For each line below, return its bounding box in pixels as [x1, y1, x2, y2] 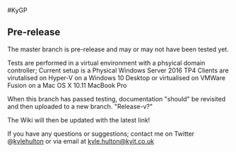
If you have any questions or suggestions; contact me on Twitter [7, 129, 195, 138]
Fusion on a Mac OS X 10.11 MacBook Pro [7, 81, 127, 89]
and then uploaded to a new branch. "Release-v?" [7, 102, 153, 110]
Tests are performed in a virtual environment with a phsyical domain [7, 58, 206, 67]
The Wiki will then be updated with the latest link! [7, 115, 151, 124]
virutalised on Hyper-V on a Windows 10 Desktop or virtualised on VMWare [7, 73, 226, 82]
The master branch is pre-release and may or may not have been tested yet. [7, 45, 230, 53]
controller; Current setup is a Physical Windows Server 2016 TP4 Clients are [7, 66, 229, 75]
